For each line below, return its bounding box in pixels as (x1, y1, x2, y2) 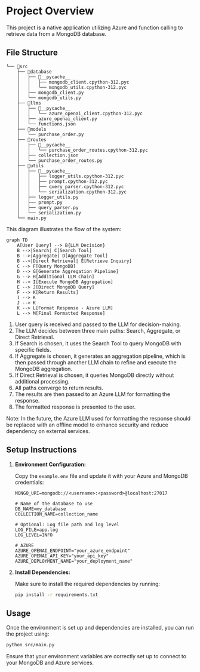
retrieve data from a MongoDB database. (6, 30, 107, 37)
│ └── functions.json (17, 121, 76, 127)
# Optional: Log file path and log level (14, 521, 119, 527)
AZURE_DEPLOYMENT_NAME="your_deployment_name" (14, 558, 133, 564)
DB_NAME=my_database (14, 506, 66, 512)
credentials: (14, 478, 44, 486)
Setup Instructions (6, 445, 77, 455)
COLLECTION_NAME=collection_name (14, 511, 99, 517)
